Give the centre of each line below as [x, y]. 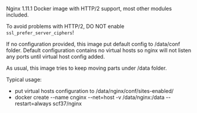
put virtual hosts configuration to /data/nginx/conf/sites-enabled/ [94, 91]
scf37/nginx [67, 104]
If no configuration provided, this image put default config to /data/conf [93, 44]
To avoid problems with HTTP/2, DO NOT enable [65, 26]
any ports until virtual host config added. [56, 56]
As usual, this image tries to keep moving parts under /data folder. [87, 68]
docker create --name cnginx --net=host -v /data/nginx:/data [89, 97]
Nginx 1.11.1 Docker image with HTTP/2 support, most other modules [89, 9]
